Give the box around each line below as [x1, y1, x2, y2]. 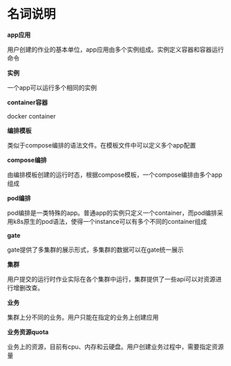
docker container [7, 112, 56, 120]
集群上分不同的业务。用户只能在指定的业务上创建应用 [7, 313, 159, 321]
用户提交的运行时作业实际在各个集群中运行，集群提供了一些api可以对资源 [7, 274, 216, 283]
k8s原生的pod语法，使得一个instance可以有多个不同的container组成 [12, 217, 207, 225]
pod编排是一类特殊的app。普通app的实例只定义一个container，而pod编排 [7, 209, 218, 217]
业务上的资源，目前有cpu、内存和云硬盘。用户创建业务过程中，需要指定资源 [7, 342, 224, 351]
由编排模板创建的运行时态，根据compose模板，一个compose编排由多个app [7, 171, 223, 179]
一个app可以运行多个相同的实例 [7, 83, 98, 91]
